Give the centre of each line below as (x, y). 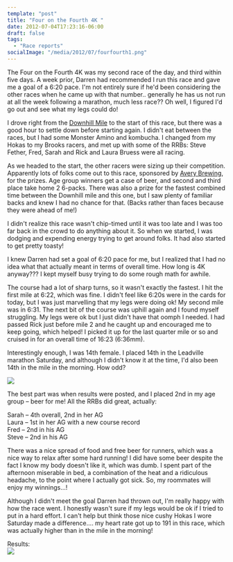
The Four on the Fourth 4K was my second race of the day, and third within (114, 72)
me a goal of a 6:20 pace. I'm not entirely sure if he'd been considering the (114, 87)
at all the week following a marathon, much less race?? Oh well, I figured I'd (115, 102)
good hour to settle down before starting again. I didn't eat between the (109, 130)
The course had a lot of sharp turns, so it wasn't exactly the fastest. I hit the (115, 287)
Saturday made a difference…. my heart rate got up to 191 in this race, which (116, 523)
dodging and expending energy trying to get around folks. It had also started (116, 238)
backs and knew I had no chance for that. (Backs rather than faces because (115, 202)
